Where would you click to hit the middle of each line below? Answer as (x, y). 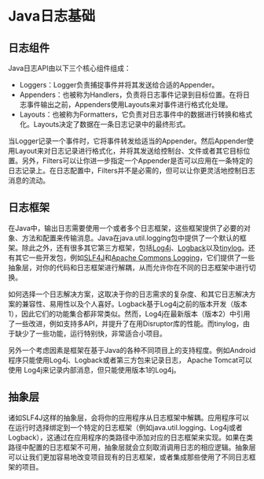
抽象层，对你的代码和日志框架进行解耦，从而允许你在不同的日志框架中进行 (128, 267)
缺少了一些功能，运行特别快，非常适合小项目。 (90, 333)
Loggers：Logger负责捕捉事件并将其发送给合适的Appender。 (119, 85)
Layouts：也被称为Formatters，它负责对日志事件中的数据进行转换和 (129, 114)
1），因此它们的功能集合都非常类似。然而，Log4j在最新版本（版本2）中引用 (129, 314)
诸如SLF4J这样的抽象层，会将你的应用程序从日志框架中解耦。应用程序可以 (129, 418)
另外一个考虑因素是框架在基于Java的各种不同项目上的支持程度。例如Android (132, 350)
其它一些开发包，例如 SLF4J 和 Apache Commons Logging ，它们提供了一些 (135, 258)
